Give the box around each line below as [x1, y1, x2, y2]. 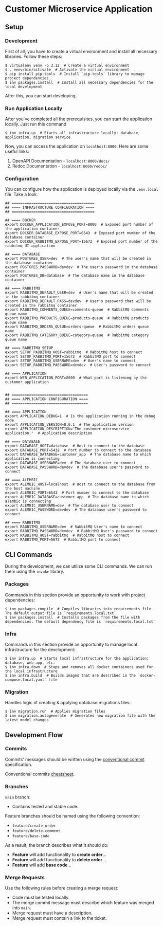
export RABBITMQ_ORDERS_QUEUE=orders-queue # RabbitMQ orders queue [5, 325, 149, 329]
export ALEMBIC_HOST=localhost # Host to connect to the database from [5, 482, 156, 487]
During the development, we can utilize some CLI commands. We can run [5, 563, 152, 569]
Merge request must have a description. [12, 910, 92, 916]
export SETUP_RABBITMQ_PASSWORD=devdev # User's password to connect [5, 363, 151, 368]
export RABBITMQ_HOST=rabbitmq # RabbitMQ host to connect [5, 533, 130, 538]
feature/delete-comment [12, 829, 61, 834]
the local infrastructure [5, 669, 57, 673]
